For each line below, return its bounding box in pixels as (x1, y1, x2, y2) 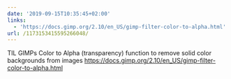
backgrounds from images (7, 57, 83, 65)
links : (7, 17, 27, 24)
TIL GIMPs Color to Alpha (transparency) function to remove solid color (7, 49, 211, 57)
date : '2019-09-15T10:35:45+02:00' (7, 10, 111, 17)
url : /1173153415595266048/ (7, 29, 89, 37)
